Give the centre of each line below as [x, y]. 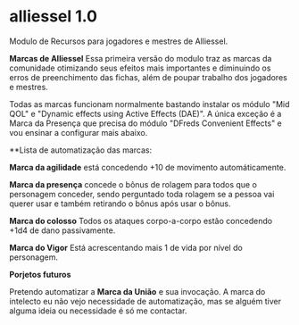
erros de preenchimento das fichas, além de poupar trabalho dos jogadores [148, 77]
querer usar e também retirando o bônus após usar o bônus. [120, 204]
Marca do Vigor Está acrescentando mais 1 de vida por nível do [126, 247]
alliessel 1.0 [54, 17]
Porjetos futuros [40, 274]
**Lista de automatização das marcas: [81, 150]
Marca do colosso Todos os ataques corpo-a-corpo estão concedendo [141, 221]
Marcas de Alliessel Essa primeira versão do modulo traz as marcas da [141, 58]
